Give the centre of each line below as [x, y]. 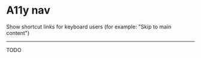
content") [18, 33]
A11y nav [28, 10]
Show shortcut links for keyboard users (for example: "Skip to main [89, 27]
